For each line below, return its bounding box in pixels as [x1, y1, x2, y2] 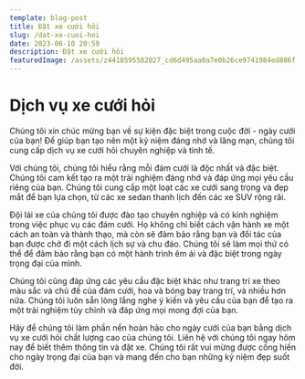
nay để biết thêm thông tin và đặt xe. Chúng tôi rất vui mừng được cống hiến [9, 342, 297, 353]
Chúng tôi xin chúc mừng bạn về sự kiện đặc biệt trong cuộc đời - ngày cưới [9, 125, 296, 136]
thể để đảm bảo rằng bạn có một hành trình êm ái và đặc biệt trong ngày [9, 247, 283, 258]
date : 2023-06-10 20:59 [9, 38, 100, 48]
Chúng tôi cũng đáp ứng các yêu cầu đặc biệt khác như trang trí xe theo [9, 275, 280, 286]
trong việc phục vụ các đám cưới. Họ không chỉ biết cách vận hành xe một [9, 218, 289, 229]
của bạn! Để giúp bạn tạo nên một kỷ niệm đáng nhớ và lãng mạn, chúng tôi [9, 134, 295, 146]
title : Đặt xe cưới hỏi [9, 22, 100, 31]
